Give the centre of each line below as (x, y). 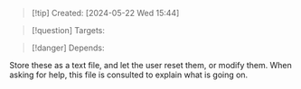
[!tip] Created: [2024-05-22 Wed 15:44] (105, 13)
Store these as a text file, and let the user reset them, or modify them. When (150, 65)
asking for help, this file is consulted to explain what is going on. (129, 75)
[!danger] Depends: (68, 48)
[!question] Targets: (68, 30)
